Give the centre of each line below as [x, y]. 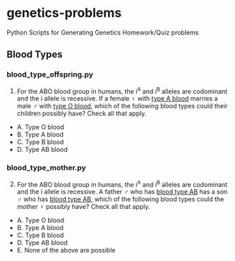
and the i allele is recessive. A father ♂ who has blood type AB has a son [122, 192]
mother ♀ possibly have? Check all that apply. [83, 207]
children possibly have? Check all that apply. [82, 113]
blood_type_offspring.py [50, 75]
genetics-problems [64, 13]
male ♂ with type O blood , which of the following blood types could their [122, 106]
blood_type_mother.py [46, 168]
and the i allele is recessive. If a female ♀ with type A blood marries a [117, 98]
